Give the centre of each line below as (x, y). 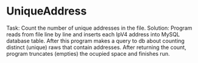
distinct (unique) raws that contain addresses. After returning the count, (97, 47)
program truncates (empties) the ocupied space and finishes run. (88, 53)
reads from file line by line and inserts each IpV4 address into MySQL (93, 34)
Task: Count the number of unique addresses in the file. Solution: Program (99, 28)
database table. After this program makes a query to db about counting (95, 41)
